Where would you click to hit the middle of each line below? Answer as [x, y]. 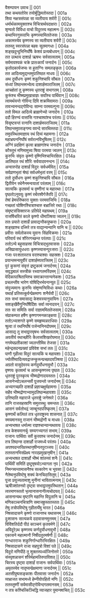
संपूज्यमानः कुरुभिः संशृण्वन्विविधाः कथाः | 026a [41, 288]
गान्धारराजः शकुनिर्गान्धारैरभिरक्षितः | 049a [38, 541]
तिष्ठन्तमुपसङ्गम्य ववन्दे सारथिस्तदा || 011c [39, 128]
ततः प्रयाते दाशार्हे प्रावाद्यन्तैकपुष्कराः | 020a [38, 222]
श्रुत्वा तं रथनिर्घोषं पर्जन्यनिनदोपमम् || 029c [38, 326]
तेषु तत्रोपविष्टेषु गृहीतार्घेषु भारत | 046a [35, 508]
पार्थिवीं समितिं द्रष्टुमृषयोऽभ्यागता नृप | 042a [38, 464]
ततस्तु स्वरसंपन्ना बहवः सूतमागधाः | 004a [37, 46]
